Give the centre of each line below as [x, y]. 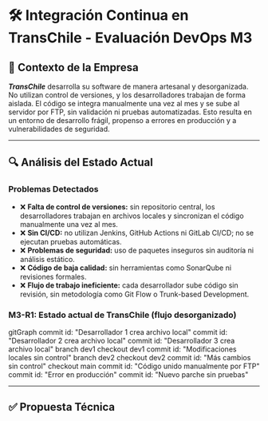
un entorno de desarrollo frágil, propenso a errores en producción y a [122, 120]
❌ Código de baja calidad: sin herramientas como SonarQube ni [126, 268]
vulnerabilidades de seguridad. [59, 129]
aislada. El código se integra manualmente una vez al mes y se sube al [124, 103]
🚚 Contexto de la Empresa [73, 68]
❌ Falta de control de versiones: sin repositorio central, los [117, 207]
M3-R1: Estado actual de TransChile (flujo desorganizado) [122, 315]
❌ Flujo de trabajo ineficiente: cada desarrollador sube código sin [129, 285]
